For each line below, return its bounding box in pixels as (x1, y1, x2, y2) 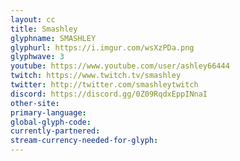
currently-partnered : (10, 126, 101, 136)
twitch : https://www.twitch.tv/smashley (10, 71, 182, 81)
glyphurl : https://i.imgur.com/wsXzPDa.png (10, 42, 195, 53)
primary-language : (10, 107, 87, 118)
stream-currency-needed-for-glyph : (10, 136, 159, 146)
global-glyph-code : (10, 117, 92, 127)
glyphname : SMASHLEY (10, 33, 97, 43)
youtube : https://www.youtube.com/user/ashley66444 (10, 61, 230, 71)
